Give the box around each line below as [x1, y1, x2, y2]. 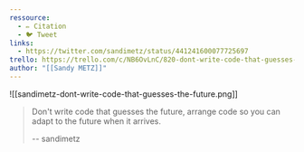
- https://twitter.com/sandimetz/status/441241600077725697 [17, 47, 249, 56]
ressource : [9, 13, 51, 23]
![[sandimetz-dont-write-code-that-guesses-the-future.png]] [9, 88, 238, 100]
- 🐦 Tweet [17, 30, 58, 39]
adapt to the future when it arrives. [31, 115, 161, 127]
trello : [9, 55, 39, 64]
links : [9, 38, 34, 48]
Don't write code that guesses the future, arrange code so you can [31, 106, 280, 117]
